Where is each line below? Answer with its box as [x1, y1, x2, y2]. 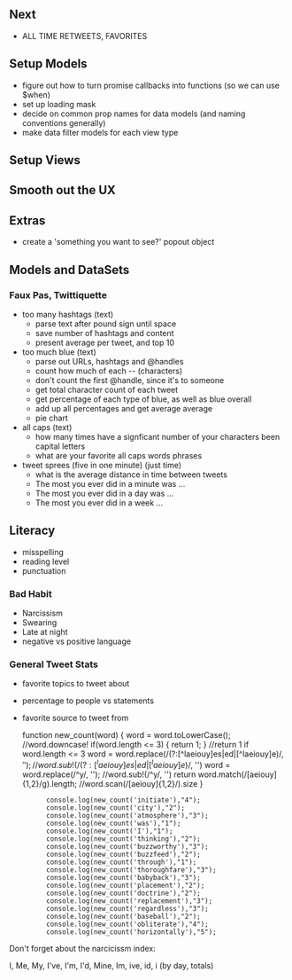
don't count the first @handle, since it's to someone [35, 374, 225, 385]
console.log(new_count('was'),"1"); [45, 819, 181, 827]
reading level [21, 556, 70, 567]
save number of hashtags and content [35, 327, 174, 338]
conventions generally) [21, 117, 106, 128]
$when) [21, 89, 51, 100]
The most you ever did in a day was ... [35, 488, 174, 498]
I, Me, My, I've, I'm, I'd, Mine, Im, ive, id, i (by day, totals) [9, 960, 214, 970]
